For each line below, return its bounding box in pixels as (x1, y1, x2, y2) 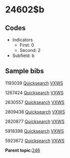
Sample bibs (5, 67, 44, 75)
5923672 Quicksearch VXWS (5, 138, 65, 144)
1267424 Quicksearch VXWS (5, 90, 64, 96)
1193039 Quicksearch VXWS (5, 80, 63, 86)
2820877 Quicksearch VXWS (5, 118, 65, 124)
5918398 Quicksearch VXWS (5, 128, 64, 134)
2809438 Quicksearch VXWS (5, 108, 65, 115)
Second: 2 (19, 48, 41, 53)
